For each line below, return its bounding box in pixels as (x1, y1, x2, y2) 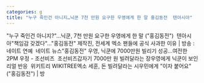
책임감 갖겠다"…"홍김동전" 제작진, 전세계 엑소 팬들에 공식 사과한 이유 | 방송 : (13, 39, 195, 47)
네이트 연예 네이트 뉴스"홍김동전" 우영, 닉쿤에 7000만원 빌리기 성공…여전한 (6, 47, 188, 55)
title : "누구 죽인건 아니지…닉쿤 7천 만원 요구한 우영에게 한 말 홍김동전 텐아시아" (6, 15, 193, 21)
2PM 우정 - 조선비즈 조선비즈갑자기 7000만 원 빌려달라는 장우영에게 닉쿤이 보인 (6, 55, 198, 62)
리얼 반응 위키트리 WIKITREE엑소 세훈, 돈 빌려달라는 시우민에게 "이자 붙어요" (6, 62, 192, 70)
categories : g (6, 8, 43, 15)
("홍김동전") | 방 (6, 70, 45, 77)
